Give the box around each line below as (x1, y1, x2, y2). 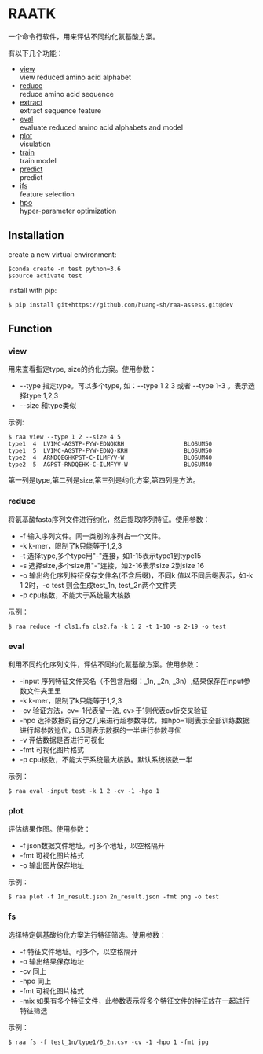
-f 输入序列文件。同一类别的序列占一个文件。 (19, 531, 166, 541)
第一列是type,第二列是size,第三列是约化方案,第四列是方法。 (8, 476, 200, 485)
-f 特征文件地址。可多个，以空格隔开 (19, 946, 138, 956)
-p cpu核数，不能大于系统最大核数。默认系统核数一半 (19, 755, 193, 765)
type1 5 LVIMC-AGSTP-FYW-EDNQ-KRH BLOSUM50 (8, 447, 213, 455)
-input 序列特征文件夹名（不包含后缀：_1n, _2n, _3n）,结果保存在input (19, 677, 244, 686)
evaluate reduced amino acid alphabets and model (19, 123, 183, 132)
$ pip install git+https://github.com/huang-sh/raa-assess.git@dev (8, 300, 234, 309)
